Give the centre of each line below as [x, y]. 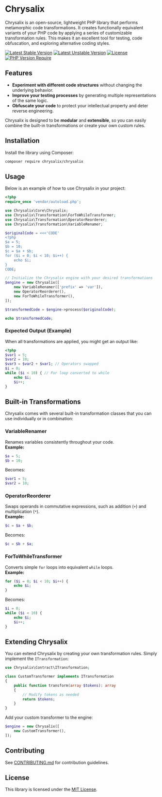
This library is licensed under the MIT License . [51, 789]
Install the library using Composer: [39, 153]
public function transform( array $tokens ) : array [65, 685]
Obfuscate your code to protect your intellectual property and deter [80, 105]
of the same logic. [30, 100]
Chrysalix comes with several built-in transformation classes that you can [78, 413]
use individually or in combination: [39, 419]
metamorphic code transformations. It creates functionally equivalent [74, 27]
